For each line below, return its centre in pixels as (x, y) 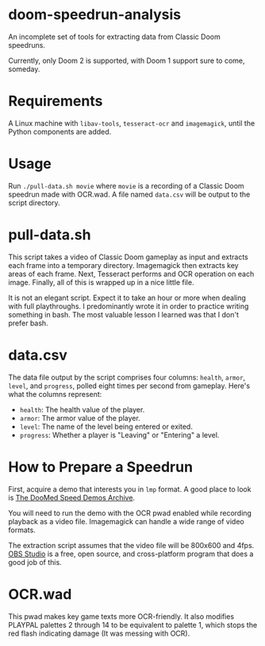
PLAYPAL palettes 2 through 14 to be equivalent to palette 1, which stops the (133, 625)
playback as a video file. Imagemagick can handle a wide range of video (126, 521)
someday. (24, 68)
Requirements (56, 101)
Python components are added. (60, 131)
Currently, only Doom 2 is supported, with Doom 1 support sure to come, (127, 60)
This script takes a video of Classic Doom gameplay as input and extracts (128, 257)
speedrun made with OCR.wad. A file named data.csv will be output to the (129, 194)
